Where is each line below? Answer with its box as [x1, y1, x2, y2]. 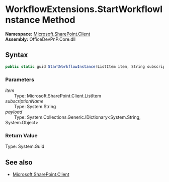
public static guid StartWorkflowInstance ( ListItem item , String [5, 64, 145, 69]
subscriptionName [5, 98, 44, 104]
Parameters [5, 76, 34, 83]
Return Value [5, 132, 38, 139]
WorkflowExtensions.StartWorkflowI [5, 4, 163, 15]
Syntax [5, 51, 28, 59]
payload [5, 109, 23, 115]
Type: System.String [14, 103, 56, 109]
